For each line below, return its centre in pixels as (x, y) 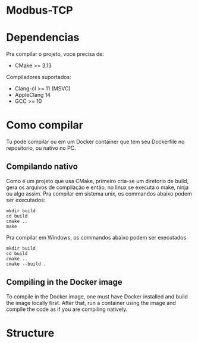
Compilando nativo (42, 167)
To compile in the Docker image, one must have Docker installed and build (97, 296)
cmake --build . (26, 264)
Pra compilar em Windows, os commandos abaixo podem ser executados (96, 237)
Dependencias (43, 38)
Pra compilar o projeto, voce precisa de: (55, 54)
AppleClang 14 (33, 95)
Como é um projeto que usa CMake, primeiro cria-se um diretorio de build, (98, 181)
